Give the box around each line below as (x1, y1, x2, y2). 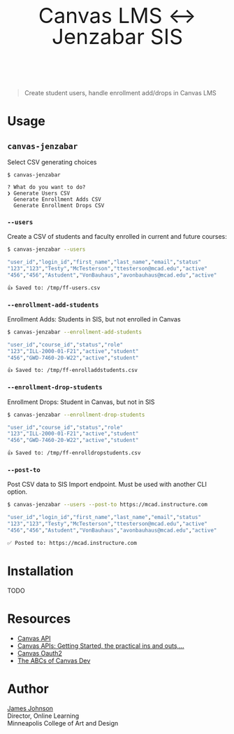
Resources (7, 611, 71, 627)
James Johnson (7, 704, 54, 712)
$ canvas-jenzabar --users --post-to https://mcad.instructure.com (7, 501, 208, 508)
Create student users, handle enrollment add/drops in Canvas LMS (24, 89, 217, 97)
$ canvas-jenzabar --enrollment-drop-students (7, 411, 145, 418)
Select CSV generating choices (7, 158, 97, 166)
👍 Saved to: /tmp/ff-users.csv (7, 284, 101, 291)
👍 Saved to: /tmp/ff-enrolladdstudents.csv (7, 367, 138, 374)
